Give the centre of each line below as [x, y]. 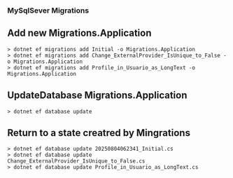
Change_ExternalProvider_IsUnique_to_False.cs [76, 161]
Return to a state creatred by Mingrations [99, 133]
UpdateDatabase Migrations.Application [97, 96]
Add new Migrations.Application [79, 33]
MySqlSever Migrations [48, 11]
